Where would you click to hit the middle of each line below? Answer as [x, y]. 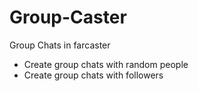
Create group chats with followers [93, 75]
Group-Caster [68, 17]
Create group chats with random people [106, 64]
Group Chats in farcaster [60, 45]
